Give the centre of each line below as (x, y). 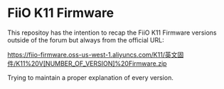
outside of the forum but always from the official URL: (86, 40)
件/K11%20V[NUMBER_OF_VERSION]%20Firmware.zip (87, 63)
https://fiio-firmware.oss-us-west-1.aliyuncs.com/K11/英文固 (96, 54)
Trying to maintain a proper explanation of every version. (91, 77)
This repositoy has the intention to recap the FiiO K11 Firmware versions (112, 32)
